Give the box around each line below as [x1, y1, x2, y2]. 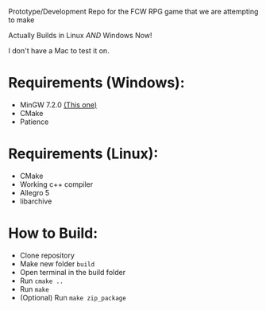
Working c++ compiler [19, 179, 94, 189]
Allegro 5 [19, 188, 50, 197]
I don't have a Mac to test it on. [8, 46, 110, 55]
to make [8, 15, 35, 25]
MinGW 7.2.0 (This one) [19, 99, 98, 110]
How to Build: [8, 224, 98, 242]
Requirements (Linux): [8, 145, 159, 163]
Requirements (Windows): [8, 74, 185, 92]
